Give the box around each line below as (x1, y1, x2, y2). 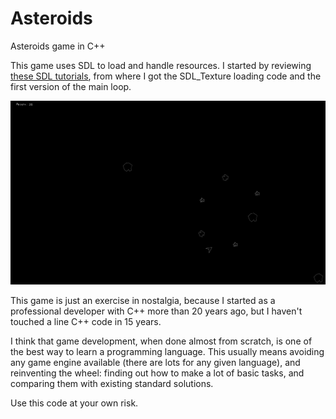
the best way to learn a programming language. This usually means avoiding (10, 345, 325, 357)
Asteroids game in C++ (10, 40, 106, 52)
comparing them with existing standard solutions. (10, 377, 214, 389)
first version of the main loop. (10, 80, 132, 92)
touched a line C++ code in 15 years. (10, 315, 162, 327)
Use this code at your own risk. (10, 397, 139, 409)
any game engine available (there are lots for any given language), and (10, 356, 301, 368)
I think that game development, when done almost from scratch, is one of (10, 335, 313, 347)
